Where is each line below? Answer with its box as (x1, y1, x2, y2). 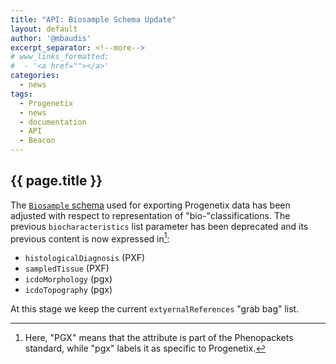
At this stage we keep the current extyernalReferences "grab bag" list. (10, 303, 300, 315)
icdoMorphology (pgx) (24, 273, 113, 285)
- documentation (19, 117, 87, 127)
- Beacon (19, 136, 56, 146)
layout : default (10, 24, 78, 34)
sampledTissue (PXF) (24, 262, 110, 275)
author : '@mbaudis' (10, 33, 92, 43)
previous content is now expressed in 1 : (10, 231, 170, 245)
